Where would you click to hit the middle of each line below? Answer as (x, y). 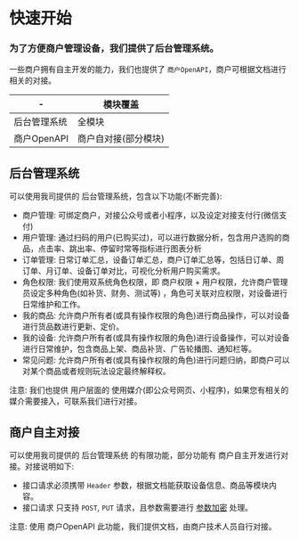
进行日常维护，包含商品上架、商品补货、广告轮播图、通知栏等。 (139, 349)
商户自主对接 (44, 432)
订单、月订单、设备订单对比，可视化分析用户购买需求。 (123, 271)
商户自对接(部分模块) (121, 139)
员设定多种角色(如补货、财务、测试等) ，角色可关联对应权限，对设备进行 (154, 293)
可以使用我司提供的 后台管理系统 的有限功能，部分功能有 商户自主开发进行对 (149, 455)
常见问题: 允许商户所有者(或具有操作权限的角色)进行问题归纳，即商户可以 (156, 360)
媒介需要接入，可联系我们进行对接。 (76, 401)
